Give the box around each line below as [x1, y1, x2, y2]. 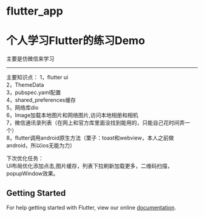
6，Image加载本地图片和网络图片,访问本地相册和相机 [6, 112, 138, 119]
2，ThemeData [6, 81, 44, 88]
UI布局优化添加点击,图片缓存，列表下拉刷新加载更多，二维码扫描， [6, 162, 173, 170]
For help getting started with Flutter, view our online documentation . [6, 204, 176, 211]
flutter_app [6, 4, 64, 18]
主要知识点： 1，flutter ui [6, 74, 69, 81]
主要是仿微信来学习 [6, 55, 55, 62]
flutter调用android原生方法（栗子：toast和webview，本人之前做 [15, 135, 174, 142]
